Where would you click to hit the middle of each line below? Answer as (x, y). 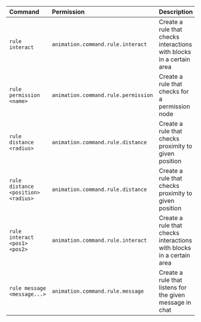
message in (175, 303)
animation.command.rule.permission (103, 95)
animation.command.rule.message (98, 291)
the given (172, 295)
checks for (174, 91)
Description (176, 12)
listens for (173, 288)
